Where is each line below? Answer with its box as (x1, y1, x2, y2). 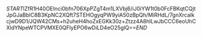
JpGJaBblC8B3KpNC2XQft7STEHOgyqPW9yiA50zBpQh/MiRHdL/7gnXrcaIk (6, 11, 195, 18)
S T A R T (6, 5, 24, 12)
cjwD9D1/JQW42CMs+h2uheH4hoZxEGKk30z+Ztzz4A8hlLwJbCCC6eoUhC (6, 18, 197, 24)
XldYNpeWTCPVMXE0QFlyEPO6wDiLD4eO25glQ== (6, 24, 137, 31)
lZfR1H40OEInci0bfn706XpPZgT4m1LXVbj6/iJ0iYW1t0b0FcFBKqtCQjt (23, 5, 196, 12)
